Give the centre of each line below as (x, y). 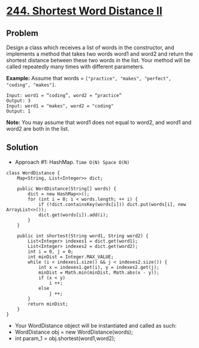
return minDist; (48, 304)
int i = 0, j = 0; (51, 252)
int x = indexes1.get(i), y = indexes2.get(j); (99, 267)
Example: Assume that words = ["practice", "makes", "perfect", (89, 78)
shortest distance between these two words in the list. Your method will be (98, 60)
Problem (22, 33)
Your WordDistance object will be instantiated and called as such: (96, 325)
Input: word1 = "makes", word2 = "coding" (60, 106)
